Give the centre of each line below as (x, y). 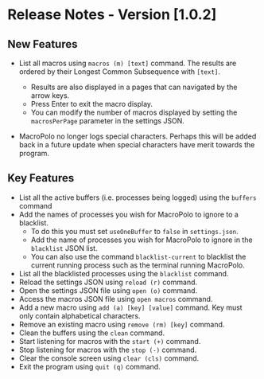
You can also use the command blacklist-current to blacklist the (138, 256)
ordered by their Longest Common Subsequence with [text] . (119, 72)
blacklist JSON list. (64, 248)
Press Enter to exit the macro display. (91, 104)
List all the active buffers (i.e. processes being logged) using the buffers (138, 197)
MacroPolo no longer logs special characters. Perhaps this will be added (138, 136)
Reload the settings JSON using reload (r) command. (108, 282)
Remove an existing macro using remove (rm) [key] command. (122, 324)
